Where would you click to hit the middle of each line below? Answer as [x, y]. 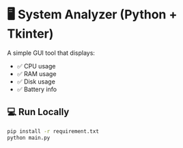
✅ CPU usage [36, 66]
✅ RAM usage [37, 73]
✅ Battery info [37, 89]
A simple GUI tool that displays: [51, 53]
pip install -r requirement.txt [53, 131]
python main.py [29, 138]
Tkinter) [30, 34]
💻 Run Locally [38, 112]
